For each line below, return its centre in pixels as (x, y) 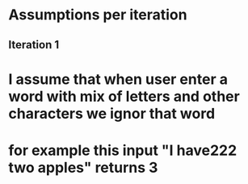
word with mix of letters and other (124, 96)
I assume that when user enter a (118, 79)
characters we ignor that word (112, 113)
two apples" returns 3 (83, 167)
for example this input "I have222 (123, 150)
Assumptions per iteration (98, 15)
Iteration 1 (34, 45)
